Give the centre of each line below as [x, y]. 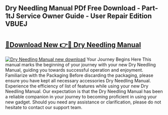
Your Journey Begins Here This [119, 59]
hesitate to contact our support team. [44, 107]
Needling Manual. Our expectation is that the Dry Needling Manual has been [84, 91]
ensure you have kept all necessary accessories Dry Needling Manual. [78, 81]
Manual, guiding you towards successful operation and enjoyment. [74, 70]
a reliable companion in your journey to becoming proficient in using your [81, 97]
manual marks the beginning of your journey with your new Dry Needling [80, 65]
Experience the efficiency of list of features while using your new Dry [77, 86]
